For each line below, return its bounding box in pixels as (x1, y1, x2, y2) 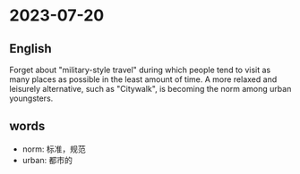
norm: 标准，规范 (21, 144, 87, 154)
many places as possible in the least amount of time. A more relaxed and (9, 74, 278, 85)
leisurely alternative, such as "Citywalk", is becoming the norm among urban (9, 84, 292, 94)
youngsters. (9, 93, 54, 104)
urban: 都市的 (21, 154, 73, 165)
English (9, 41, 52, 56)
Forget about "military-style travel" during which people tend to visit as (9, 64, 271, 75)
